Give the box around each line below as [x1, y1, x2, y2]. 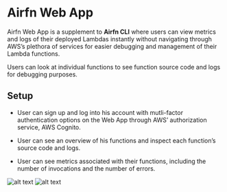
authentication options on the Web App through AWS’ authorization [16, 116, 207, 124]
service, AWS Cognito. [16, 122, 81, 131]
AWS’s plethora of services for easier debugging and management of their [7, 42, 217, 50]
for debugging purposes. [7, 70, 77, 78]
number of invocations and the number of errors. [16, 164, 156, 173]
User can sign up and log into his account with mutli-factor [16, 108, 184, 116]
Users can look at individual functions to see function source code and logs [7, 63, 221, 71]
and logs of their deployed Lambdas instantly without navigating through [7, 34, 213, 43]
